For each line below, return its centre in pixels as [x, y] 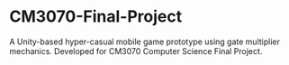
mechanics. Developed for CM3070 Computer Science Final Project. [136, 51]
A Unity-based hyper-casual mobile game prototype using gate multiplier [145, 42]
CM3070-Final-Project [96, 17]
